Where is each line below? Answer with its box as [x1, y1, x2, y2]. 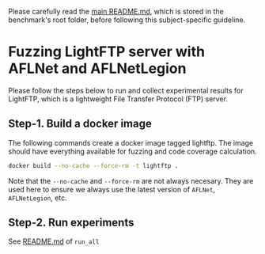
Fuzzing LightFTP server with [8, 43, 206, 61]
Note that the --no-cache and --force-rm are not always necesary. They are [8, 176, 254, 185]
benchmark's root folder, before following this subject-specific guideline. [8, 15, 246, 25]
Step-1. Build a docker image [8, 117, 152, 131]
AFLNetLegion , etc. [8, 193, 67, 203]
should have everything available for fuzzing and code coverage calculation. [8, 146, 257, 156]
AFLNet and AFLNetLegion [8, 59, 187, 78]
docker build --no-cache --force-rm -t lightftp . [8, 161, 179, 169]
